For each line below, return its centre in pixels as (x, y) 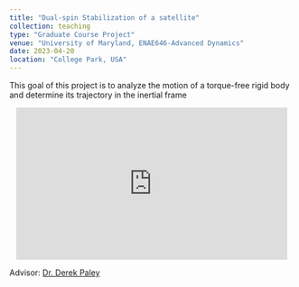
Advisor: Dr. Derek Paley (55, 273)
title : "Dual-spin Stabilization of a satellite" (105, 18)
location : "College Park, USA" (68, 60)
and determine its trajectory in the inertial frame (98, 95)
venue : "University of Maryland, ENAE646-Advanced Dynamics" (127, 43)
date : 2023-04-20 (42, 51)
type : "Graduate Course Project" (72, 34)
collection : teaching (50, 26)
